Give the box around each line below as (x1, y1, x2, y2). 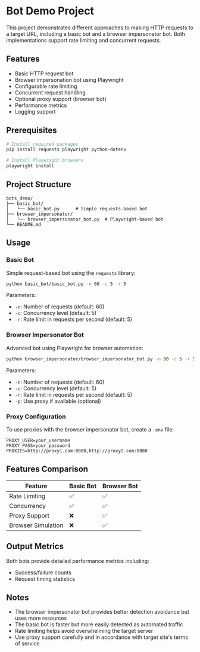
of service (14, 640, 40, 647)
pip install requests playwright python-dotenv (6, 146, 127, 153)
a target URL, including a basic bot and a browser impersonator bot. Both (6, 30, 186, 37)
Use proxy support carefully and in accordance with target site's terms (14, 633, 189, 641)
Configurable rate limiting (14, 82, 77, 90)
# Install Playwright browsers (6, 157, 84, 164)
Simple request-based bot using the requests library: (6, 269, 136, 276)
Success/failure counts (14, 569, 71, 576)
